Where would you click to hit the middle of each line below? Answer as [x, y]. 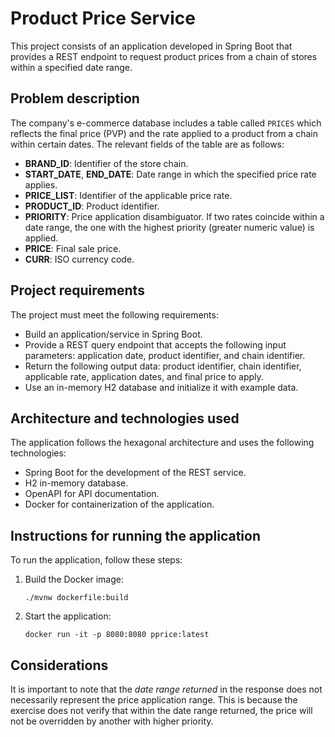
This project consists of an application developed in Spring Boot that [151, 46]
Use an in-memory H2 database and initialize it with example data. [161, 387]
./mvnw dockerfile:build [76, 598]
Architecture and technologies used [125, 418]
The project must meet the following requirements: [114, 314]
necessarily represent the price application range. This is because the [154, 700]
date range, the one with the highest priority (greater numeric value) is [169, 227]
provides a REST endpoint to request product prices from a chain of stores [164, 56]
